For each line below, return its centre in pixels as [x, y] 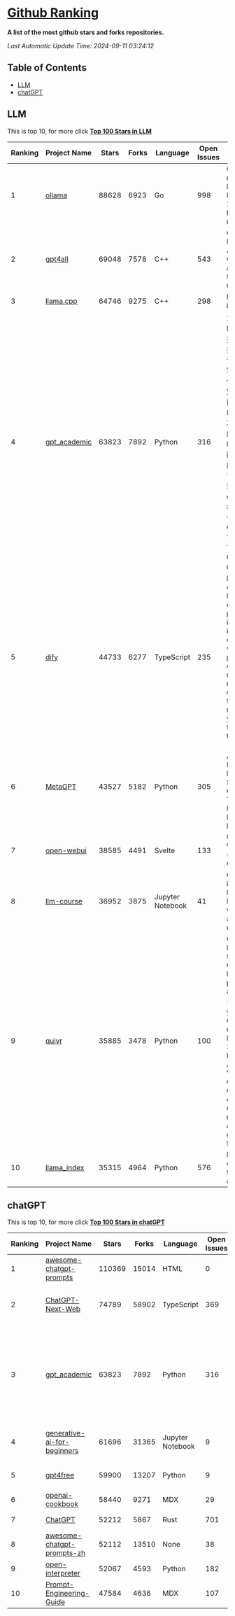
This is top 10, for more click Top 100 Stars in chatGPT [86, 1222]
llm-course [64, 901]
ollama [56, 195]
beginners [62, 1451]
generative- [65, 1433]
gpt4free [60, 1475]
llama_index [65, 1167]
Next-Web [63, 1309]
